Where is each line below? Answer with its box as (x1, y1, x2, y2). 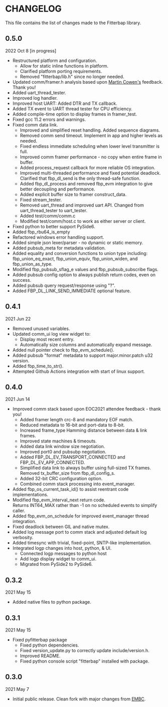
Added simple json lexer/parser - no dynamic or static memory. (12, 239, 143, 245)
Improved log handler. (12, 95, 58, 101)
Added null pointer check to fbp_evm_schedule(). (12, 347, 114, 353)
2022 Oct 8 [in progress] (5, 47, 57, 53)
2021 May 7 (5, 686, 29, 692)
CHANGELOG (5, 3, 62, 15)
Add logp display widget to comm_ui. (20, 556, 97, 562)
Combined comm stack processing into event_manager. (20, 481, 135, 487)
